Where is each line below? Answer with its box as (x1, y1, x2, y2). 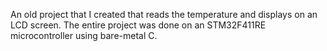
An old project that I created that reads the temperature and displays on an (10, 9, 318, 20)
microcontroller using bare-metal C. (10, 30, 158, 41)
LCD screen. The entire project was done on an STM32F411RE (10, 19, 267, 31)
